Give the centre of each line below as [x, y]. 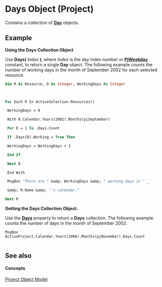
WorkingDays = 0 [24, 111]
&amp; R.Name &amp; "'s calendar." [43, 190]
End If [14, 155]
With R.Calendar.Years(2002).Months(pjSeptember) [59, 119]
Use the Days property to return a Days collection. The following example [79, 218]
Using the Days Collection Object [39, 50]
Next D [14, 164]
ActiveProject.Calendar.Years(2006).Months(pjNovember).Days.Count [75, 236]
